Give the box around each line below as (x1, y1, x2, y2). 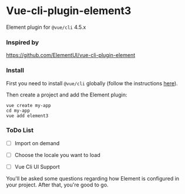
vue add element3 (6, 113, 49, 119)
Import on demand (14, 139, 60, 146)
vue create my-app (6, 102, 51, 108)
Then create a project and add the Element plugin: (6, 91, 127, 98)
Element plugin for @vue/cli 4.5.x (6, 24, 86, 31)
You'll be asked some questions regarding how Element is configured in (6, 175, 180, 182)
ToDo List (6, 126, 34, 135)
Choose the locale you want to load (14, 151, 101, 158)
